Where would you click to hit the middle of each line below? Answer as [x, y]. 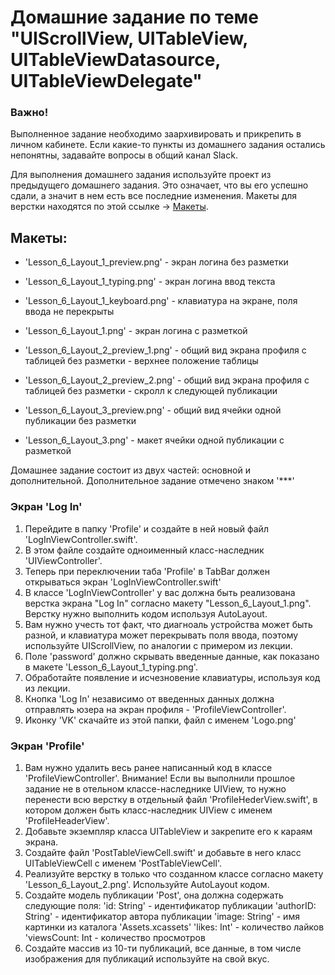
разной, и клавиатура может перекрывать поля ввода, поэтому [161, 635]
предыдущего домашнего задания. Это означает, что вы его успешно [159, 185]
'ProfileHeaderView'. [67, 820]
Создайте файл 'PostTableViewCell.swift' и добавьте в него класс [163, 852]
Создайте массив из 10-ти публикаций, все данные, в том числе [163, 948]
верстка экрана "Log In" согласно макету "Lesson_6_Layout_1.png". [168, 603]
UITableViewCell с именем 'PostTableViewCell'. [123, 863]
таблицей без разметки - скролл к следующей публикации [151, 391]
